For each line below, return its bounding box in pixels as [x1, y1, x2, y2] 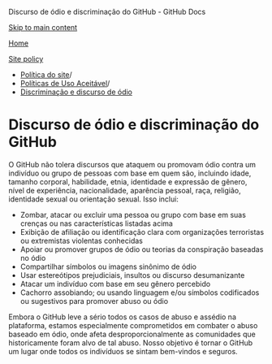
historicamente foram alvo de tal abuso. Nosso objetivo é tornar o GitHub [8, 337, 253, 348]
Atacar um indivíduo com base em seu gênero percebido [19, 279, 211, 288]
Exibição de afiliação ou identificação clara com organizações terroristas [19, 227, 265, 236]
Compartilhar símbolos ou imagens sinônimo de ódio [19, 262, 197, 271]
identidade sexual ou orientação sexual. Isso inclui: [8, 194, 179, 204]
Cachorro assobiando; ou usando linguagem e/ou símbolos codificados [19, 288, 260, 297]
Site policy [8, 54, 44, 63]
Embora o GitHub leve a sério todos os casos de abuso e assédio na [8, 312, 237, 322]
